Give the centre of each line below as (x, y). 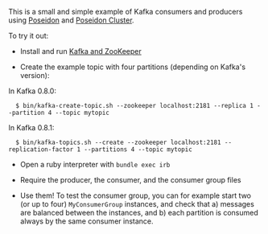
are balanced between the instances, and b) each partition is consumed (139, 213)
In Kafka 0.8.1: (31, 127)
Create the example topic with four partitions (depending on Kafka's (133, 67)
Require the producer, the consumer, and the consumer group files (130, 180)
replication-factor (41, 150)
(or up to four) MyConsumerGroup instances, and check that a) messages (137, 204)
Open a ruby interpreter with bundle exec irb (95, 164)
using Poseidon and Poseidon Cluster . (71, 20)
